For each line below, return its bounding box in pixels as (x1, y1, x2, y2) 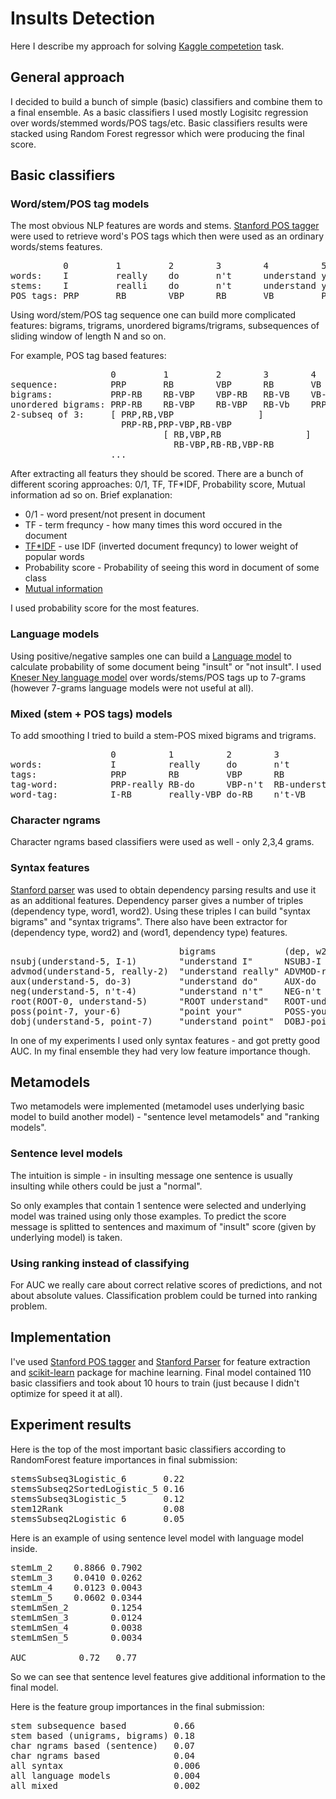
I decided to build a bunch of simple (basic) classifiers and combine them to (10, 95, 323, 107)
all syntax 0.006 (10, 1760, 201, 1771)
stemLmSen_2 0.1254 (10, 1602, 143, 1613)
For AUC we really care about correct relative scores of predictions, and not (10, 1279, 323, 1291)
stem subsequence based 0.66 (10, 1720, 196, 1731)
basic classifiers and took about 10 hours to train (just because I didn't (10, 1377, 300, 1389)
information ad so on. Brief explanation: (10, 489, 173, 501)
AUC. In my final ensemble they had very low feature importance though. (10, 1045, 311, 1057)
